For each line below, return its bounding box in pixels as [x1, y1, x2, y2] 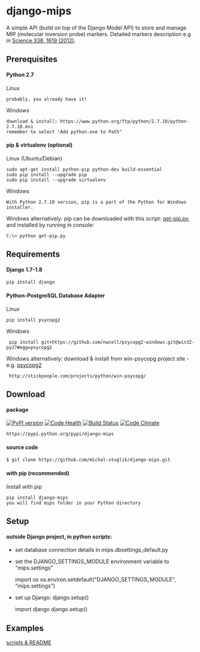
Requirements [6, 249, 60, 260]
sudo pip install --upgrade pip [6, 171, 87, 178]
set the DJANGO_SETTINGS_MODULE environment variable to [14, 558, 169, 565]
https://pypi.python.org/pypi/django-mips [6, 431, 114, 437]
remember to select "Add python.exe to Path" [6, 129, 122, 135]
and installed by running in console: [6, 221, 94, 228]
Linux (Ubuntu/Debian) [6, 154, 62, 162]
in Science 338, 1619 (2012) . [6, 37, 76, 44]
